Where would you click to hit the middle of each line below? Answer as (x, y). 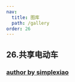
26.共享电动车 (32, 55)
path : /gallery (31, 23)
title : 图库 (26, 17)
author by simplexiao (37, 72)
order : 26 (19, 29)
